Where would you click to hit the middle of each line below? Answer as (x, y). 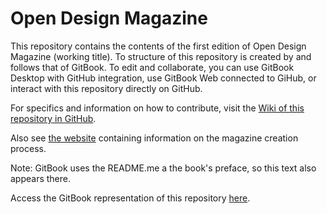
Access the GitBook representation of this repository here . (130, 198)
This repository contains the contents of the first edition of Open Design (158, 46)
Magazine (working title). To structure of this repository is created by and (161, 56)
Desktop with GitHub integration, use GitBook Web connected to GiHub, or (163, 78)
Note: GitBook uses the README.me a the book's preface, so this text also (163, 168)
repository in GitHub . (53, 118)
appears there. (41, 178)
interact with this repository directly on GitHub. (106, 88)
